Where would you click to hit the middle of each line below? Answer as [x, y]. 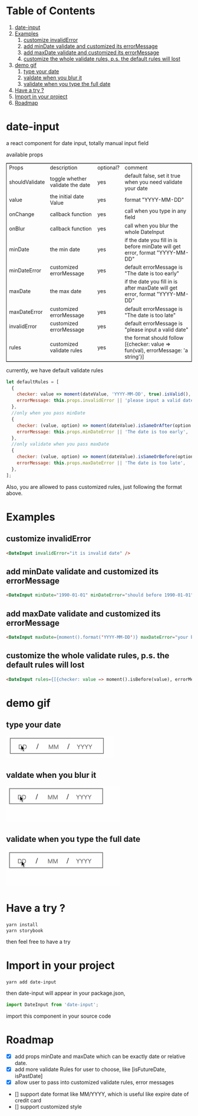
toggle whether [68, 179]
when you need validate [154, 182]
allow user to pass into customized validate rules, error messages [94, 1082]
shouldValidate [27, 182]
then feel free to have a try [38, 942]
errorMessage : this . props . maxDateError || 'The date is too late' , [101, 463]
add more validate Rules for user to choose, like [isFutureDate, [90, 1069]
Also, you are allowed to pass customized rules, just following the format [94, 487]
